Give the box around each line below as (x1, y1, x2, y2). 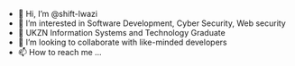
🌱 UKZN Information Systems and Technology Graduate (17, 28, 226, 37)
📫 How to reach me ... (17, 47, 102, 57)
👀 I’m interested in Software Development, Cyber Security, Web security (17, 18, 286, 29)
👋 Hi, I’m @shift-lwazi (17, 9, 97, 19)
